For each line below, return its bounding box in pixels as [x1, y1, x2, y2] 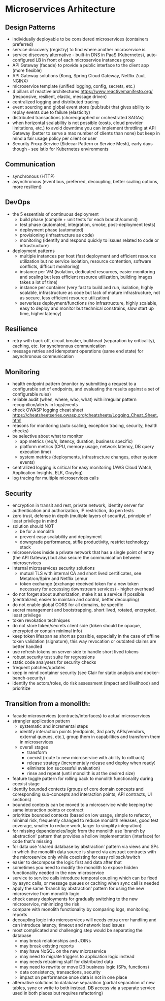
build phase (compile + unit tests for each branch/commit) [19, 216, 138, 222]
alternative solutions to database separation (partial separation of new [12, 979, 155, 985]
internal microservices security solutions [12, 565, 95, 571]
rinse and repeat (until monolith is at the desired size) [27, 770, 135, 776]
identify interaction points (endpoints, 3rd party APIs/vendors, [19, 728, 146, 734]
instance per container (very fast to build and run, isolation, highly [19, 284, 154, 290]
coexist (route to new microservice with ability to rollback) [27, 754, 145, 760]
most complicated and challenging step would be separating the [12, 927, 143, 933]
